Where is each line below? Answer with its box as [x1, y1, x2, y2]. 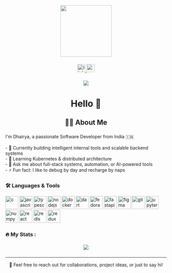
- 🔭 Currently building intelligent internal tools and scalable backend [5, 145, 148, 151]
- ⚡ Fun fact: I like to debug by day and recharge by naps [5, 167, 125, 173]
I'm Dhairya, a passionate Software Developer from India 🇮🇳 [5, 134, 134, 140]
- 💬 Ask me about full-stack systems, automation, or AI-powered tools [5, 161, 153, 168]
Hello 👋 [71, 98, 101, 110]
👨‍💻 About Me [64, 118, 107, 127]
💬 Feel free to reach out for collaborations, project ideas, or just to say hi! [9, 262, 163, 268]
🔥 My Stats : [5, 231, 36, 238]
